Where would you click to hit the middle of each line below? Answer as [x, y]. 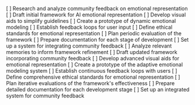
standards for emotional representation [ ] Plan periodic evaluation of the [94, 33]
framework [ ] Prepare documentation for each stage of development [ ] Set [97, 40]
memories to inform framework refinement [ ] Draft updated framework [92, 52]
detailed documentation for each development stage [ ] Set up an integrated [98, 89]
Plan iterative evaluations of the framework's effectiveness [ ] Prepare [90, 83]
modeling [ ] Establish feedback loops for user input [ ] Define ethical [89, 27]
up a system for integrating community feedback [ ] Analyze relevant [89, 46]
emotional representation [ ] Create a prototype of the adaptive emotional [95, 65]
